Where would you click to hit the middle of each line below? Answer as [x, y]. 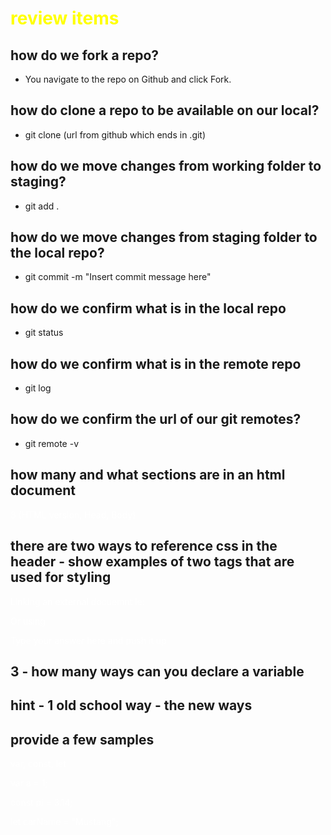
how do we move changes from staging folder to [164, 237]
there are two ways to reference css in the [144, 546]
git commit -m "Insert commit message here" [118, 277]
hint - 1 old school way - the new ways [131, 705]
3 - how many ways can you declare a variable [157, 671]
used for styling [61, 577]
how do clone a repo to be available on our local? [165, 110]
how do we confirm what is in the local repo [148, 308]
